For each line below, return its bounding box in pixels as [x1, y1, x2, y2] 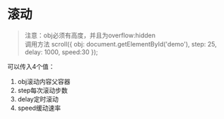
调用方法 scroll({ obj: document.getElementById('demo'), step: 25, [24, 39, 217, 48]
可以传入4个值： [7, 62, 55, 70]
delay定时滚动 [17, 94, 59, 103]
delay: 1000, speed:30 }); [24, 47, 98, 56]
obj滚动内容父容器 [17, 77, 71, 85]
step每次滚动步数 [17, 86, 69, 94]
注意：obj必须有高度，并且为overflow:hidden [24, 31, 155, 39]
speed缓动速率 [17, 104, 61, 112]
